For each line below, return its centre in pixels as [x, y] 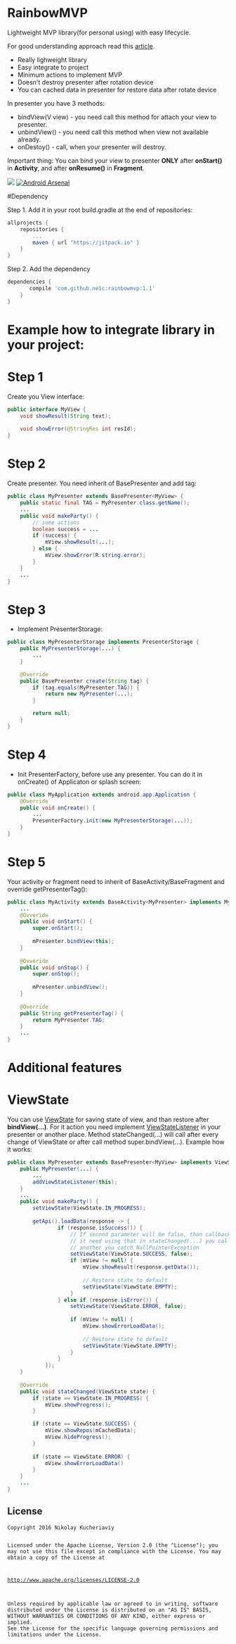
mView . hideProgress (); [78, 1437]
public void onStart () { [56, 922]
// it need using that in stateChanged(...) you [143, 1241]
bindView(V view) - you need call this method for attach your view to [117, 117]
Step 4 [27, 754]
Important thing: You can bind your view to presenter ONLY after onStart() [115, 161]
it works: [20, 1150]
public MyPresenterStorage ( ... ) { [70, 649]
